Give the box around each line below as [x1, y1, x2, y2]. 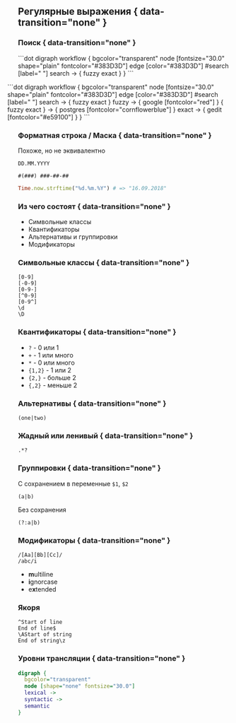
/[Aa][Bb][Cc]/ [18, 551, 63, 558]
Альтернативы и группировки [28, 233, 118, 241]
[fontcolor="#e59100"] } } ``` [7, 112, 90, 121]
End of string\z [18, 637, 66, 645]
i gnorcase [28, 577, 58, 586]
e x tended [28, 584, 57, 593]
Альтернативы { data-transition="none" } [18, 399, 167, 408]
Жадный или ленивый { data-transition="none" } [18, 430, 194, 440]
